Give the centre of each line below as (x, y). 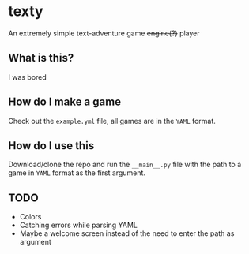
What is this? (41, 58)
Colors (30, 217)
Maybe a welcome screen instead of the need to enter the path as (127, 233)
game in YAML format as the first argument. (77, 173)
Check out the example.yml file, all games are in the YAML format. (112, 121)
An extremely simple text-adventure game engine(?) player (104, 33)
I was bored (28, 77)
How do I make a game (64, 102)
